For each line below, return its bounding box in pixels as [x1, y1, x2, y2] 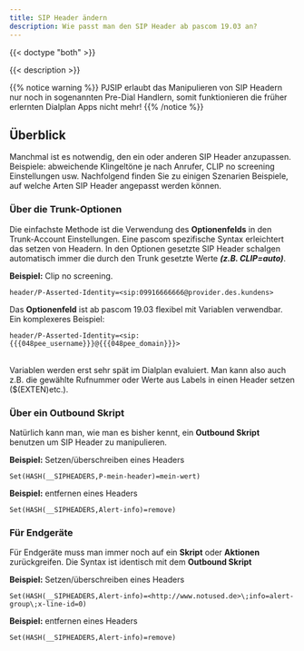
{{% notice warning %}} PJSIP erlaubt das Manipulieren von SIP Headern [9, 82, 283, 93]
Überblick [9, 127, 66, 143]
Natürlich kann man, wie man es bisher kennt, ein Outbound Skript [9, 427, 260, 438]
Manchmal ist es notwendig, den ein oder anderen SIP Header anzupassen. [9, 152, 292, 163]
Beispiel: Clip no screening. [9, 270, 113, 281]
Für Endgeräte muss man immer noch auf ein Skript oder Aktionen [9, 547, 260, 558]
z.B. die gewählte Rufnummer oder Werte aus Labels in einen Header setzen [9, 374, 295, 385]
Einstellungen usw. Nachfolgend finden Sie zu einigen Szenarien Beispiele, [9, 171, 289, 182]
